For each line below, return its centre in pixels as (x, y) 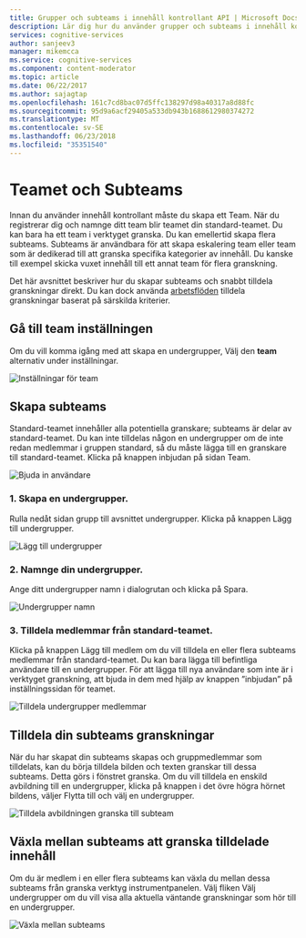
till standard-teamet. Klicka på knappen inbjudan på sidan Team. (130, 458)
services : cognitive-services (67, 35)
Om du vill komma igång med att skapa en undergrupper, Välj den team (143, 350)
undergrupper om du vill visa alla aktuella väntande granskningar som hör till (153, 897)
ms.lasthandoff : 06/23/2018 (63, 136)
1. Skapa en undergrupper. (69, 499)
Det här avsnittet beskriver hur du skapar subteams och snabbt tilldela (141, 281)
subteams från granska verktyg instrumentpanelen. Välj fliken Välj (133, 887)
